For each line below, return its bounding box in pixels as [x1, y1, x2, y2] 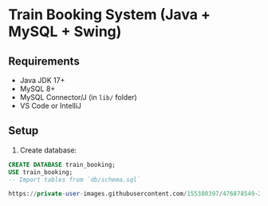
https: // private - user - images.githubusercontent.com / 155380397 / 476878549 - [8, 190, 259, 198]
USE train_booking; [8, 168, 73, 176]
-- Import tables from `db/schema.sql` [8, 176, 141, 184]
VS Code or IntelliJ [19, 101, 82, 110]
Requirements [8, 54, 80, 68]
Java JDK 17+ [19, 76, 65, 85]
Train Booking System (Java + [8, 6, 211, 24]
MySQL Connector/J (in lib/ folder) [19, 93, 137, 101]
